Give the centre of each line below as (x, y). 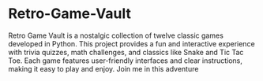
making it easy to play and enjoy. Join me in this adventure (103, 68)
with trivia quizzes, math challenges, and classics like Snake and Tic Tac (126, 52)
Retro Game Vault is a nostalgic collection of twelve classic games (116, 35)
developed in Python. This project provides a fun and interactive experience (131, 43)
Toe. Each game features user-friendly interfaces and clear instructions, (126, 61)
